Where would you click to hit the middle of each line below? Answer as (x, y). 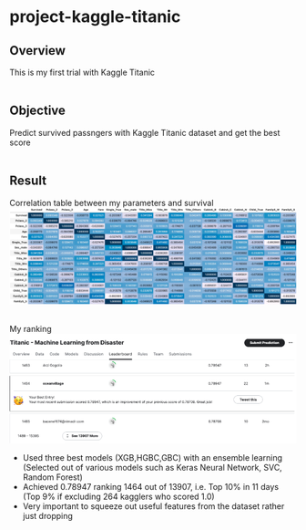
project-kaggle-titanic (95, 17)
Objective (38, 111)
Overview (38, 51)
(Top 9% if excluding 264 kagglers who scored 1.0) (119, 496)
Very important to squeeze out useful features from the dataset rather (153, 506)
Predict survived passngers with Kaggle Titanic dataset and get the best (145, 132)
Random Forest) (53, 477)
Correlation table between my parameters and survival (112, 203)
